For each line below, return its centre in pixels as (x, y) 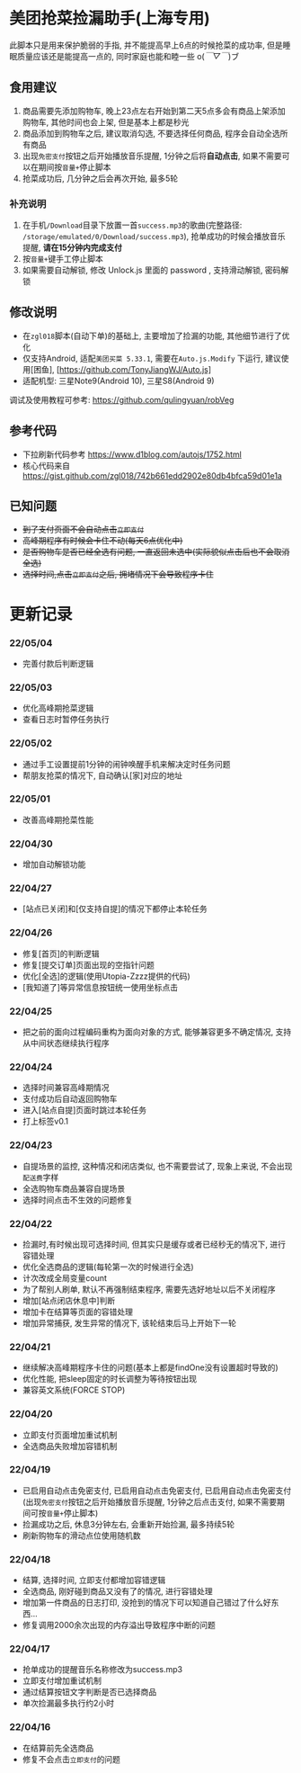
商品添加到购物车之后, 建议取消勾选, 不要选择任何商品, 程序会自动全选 (151, 133)
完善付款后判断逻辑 (58, 663)
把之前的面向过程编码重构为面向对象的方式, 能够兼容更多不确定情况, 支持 (157, 1032)
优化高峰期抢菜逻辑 (58, 708)
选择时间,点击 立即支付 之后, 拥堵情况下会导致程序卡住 (118, 574)
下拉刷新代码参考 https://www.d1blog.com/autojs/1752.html (132, 454)
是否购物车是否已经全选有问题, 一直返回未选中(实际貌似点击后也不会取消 (156, 552)
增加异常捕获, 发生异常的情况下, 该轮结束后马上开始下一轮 (129, 1322)
